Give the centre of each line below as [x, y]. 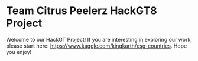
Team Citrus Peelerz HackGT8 [82, 11]
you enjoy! [19, 52]
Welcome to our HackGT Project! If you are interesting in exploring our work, [99, 39]
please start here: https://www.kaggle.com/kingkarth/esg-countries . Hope [97, 46]
